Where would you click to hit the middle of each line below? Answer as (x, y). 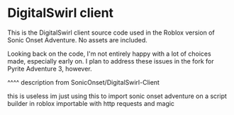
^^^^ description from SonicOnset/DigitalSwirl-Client (83, 82)
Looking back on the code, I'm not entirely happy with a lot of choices (109, 54)
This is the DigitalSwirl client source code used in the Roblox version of (111, 32)
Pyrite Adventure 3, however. (50, 68)
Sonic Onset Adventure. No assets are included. (77, 40)
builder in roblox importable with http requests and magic (91, 103)
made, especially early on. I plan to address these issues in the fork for (111, 61)
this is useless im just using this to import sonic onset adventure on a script (117, 96)
